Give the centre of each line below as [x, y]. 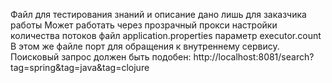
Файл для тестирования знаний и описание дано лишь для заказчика [158, 14]
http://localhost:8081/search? [254, 57]
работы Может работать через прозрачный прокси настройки [144, 25]
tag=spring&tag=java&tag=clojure [80, 67]
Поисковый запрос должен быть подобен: [101, 57]
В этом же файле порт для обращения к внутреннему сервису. [145, 46]
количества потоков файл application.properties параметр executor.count [166, 35]
